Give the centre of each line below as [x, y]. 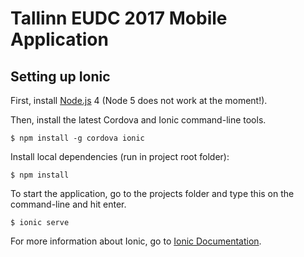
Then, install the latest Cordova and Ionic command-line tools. [138, 120]
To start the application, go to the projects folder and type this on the [152, 193]
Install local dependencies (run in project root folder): [120, 156]
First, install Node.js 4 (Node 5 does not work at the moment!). [139, 100]
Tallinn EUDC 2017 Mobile [119, 18]
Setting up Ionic [60, 76]
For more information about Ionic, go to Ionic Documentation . [136, 241]
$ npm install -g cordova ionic [77, 138]
